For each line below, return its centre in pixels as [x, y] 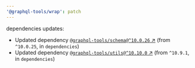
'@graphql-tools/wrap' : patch [44, 12]
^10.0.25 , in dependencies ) [47, 46]
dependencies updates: [35, 28]
